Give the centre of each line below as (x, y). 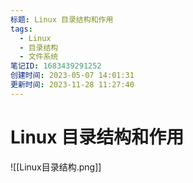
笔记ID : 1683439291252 (56, 66)
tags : (21, 29)
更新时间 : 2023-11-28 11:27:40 (72, 85)
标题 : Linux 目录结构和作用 (62, 19)
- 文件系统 (39, 57)
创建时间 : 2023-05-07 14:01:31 (72, 76)
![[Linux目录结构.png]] (56, 167)
